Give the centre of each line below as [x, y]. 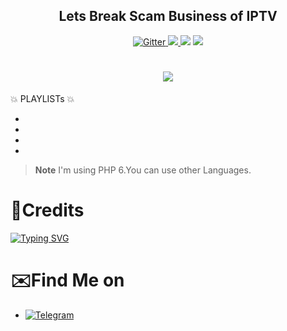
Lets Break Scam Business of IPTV [168, 16]
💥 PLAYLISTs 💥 [42, 98]
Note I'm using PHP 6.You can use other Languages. [143, 170]
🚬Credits [47, 210]
